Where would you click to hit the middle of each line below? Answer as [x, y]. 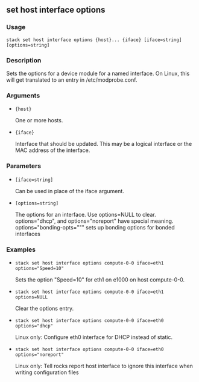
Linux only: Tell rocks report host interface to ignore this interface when [104, 366]
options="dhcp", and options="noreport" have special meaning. [94, 221]
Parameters [24, 166]
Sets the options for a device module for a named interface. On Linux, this [98, 73]
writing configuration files [47, 372]
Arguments [23, 95]
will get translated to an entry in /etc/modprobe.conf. [72, 80]
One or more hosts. [39, 120]
